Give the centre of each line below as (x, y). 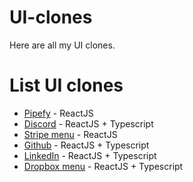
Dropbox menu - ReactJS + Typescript (103, 166)
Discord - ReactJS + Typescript (88, 123)
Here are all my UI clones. (62, 45)
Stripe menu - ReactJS (70, 134)
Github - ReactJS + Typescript (86, 145)
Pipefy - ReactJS (58, 113)
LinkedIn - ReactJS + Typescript (90, 155)
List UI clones (66, 85)
